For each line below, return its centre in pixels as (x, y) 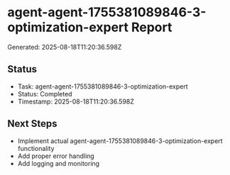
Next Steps (32, 124)
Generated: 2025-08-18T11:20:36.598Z (65, 47)
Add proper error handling (56, 156)
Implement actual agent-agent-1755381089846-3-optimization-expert (120, 141)
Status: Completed (45, 94)
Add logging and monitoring (59, 163)
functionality (36, 148)
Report (152, 27)
